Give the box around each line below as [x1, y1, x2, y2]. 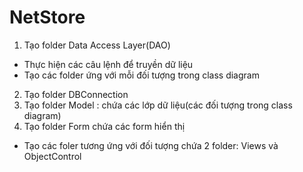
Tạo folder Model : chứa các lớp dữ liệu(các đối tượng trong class [23, 99, 293, 111]
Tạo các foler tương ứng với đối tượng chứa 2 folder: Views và [23, 139, 279, 151]
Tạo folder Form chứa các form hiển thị [23, 120, 186, 132]
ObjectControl [23, 150, 82, 162]
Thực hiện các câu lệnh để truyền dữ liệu [23, 58, 194, 70]
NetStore [9, 6, 86, 29]
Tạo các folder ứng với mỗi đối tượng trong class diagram [23, 69, 260, 81]
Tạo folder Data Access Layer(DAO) [23, 39, 171, 51]
